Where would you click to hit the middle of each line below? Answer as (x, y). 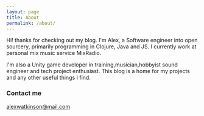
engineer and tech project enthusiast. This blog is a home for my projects (98, 71)
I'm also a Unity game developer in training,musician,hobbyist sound (92, 65)
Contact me (24, 93)
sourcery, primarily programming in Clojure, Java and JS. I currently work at (101, 47)
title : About (23, 18)
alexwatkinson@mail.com (38, 106)
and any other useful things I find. (49, 78)
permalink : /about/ (31, 23)
